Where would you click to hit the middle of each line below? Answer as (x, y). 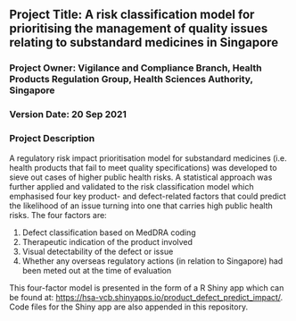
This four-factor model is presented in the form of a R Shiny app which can (147, 287)
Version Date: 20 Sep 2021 (68, 114)
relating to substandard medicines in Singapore (144, 42)
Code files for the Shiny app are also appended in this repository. (128, 307)
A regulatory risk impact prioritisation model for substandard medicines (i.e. (148, 158)
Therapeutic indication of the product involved (107, 241)
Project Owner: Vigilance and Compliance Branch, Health (136, 68)
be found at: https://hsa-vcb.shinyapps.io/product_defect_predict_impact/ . (146, 297)
